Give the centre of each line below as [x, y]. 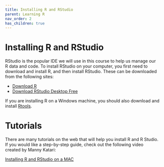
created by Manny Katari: [31, 150]
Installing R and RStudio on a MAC [40, 159]
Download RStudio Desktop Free [45, 92]
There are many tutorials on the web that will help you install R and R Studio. [82, 140]
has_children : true [25, 23]
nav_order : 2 [18, 19]
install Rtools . [19, 106]
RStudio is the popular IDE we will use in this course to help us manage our [81, 61]
